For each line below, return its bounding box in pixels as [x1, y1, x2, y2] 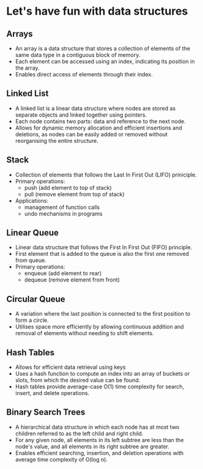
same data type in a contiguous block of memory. [15, 51, 141, 59]
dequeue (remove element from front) [24, 276, 120, 283]
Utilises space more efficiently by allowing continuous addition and [15, 323, 185, 330]
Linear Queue [6, 228, 59, 238]
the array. [15, 64, 40, 71]
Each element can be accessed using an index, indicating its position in [15, 58, 195, 65]
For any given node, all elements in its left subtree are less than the [15, 436, 184, 443]
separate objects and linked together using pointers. [15, 111, 147, 118]
